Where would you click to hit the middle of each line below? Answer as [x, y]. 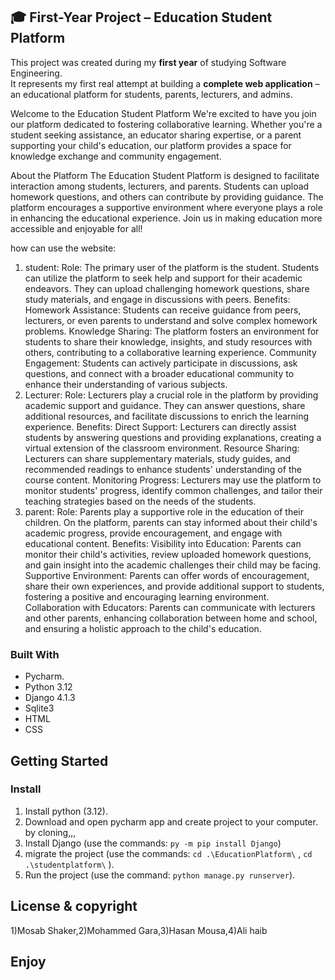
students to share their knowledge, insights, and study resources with [168, 341]
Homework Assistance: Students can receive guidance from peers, [163, 310]
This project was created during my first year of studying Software [148, 62]
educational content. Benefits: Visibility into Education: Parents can [163, 543]
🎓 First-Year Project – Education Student [141, 17]
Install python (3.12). [66, 811]
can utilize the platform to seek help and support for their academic [163, 278]
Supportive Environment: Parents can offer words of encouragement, [167, 575]
